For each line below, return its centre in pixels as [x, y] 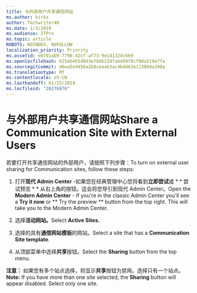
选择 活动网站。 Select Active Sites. [57, 220]
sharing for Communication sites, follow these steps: [70, 169]
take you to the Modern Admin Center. [61, 208]
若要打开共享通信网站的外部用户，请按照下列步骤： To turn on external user [98, 162]
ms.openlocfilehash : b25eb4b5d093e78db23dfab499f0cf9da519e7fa [86, 61]
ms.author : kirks [28, 17]
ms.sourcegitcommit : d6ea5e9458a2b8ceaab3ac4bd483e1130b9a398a [86, 67]
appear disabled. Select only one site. [52, 283]
